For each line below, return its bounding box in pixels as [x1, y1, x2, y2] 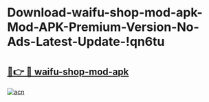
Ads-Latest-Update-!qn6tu [7, 34, 165, 49]
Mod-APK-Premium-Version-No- [7, 19, 199, 35]
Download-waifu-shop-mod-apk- [7, 5, 203, 21]
